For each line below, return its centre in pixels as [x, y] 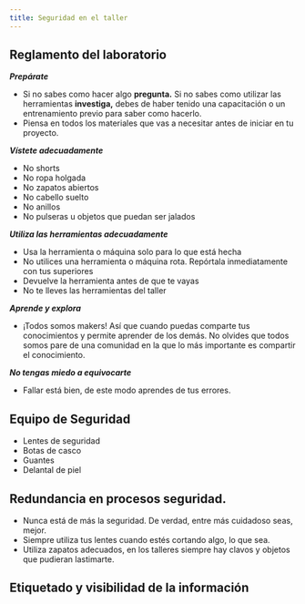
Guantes [38, 460]
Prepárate [29, 77]
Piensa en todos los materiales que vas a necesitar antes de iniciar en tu [158, 123]
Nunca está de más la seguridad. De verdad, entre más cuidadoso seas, [158, 521]
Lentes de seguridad [61, 441]
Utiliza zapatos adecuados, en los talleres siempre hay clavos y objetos [156, 550]
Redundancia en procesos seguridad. [118, 499]
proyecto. [41, 133]
